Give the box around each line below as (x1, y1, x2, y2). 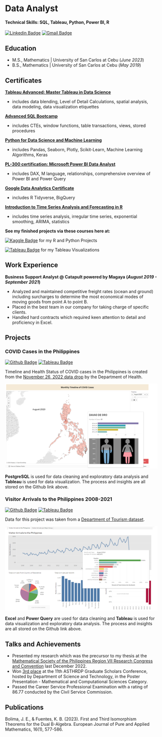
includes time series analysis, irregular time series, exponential (12, 213, 137, 219)
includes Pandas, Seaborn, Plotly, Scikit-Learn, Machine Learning (12, 147, 143, 153)
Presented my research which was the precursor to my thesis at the (12, 653, 147, 659)
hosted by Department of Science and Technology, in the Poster (12, 674, 140, 680)
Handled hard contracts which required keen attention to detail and (12, 314, 146, 320)
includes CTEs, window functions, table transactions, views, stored (12, 123, 146, 129)
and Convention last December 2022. (12, 663, 87, 669)
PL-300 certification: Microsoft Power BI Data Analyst (5, 161, 116, 167)
